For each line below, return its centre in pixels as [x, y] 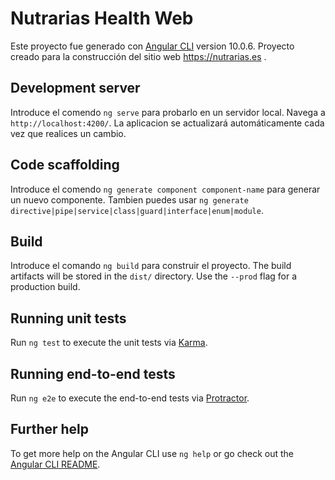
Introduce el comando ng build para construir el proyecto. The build [151, 266]
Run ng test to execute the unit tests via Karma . [109, 343]
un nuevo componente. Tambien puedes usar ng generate [129, 199]
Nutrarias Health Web [102, 18]
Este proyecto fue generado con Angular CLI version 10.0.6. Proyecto [152, 46]
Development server [75, 88]
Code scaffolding [65, 165]
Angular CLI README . [55, 464]
